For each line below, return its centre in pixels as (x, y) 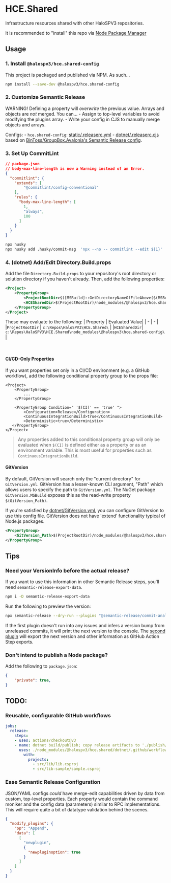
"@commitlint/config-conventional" (61, 188)
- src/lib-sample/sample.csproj (67, 769)
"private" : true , (33, 680)
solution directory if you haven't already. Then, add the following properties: (85, 279)
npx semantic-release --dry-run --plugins (51, 615)
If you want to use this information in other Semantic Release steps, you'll (82, 582)
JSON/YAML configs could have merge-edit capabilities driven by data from (85, 793)
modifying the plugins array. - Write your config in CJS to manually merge (83, 119)
